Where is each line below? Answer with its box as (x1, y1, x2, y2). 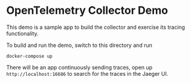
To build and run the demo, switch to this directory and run (6, 41, 153, 49)
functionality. (6, 29, 39, 37)
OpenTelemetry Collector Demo (6, 4, 168, 17)
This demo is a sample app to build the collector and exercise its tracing (6, 23, 186, 31)
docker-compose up (6, 53, 53, 59)
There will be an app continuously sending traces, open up (6, 64, 153, 71)
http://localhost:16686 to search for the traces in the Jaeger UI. (6, 70, 169, 77)
